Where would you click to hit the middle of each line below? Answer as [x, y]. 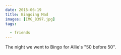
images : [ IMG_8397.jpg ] [30, 19]
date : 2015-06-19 [23, 10]
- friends [20, 33]
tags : [11, 24]
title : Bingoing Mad [27, 14]
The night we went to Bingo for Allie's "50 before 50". [61, 47]
